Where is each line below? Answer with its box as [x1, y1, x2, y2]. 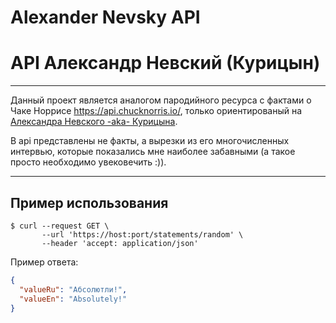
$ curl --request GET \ [10, 221, 110, 231]
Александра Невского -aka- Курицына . [10, 116, 178, 128]
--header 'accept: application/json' [41, 238, 199, 248]
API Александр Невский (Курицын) [10, 52, 321, 75]
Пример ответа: [10, 256, 79, 268]
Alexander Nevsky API [10, 6, 201, 29]
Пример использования [10, 194, 169, 211]
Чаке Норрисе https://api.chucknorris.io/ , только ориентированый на [10, 105, 303, 117]
